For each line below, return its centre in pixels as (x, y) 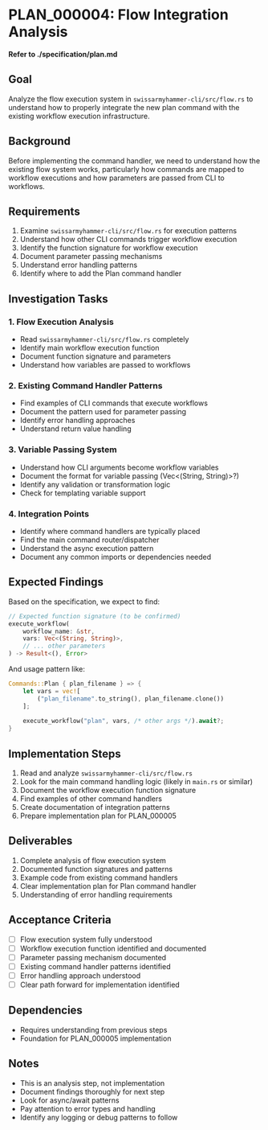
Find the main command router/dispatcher (89, 540)
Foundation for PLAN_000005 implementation (95, 1038)
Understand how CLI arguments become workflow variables (119, 467)
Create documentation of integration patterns (95, 807)
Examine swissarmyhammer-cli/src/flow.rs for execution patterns (128, 231)
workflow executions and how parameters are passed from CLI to (116, 178)
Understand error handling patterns (79, 265)
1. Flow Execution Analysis (61, 322)
